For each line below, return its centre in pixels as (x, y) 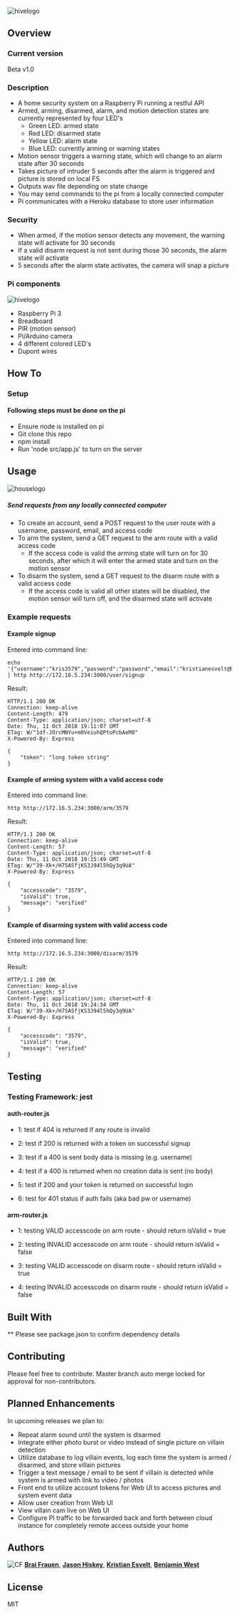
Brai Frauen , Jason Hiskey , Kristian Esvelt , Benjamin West (112, 1565)
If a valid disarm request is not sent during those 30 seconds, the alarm (122, 250)
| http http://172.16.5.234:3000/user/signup (76, 675)
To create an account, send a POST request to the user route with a (116, 522)
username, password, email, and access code (85, 530)
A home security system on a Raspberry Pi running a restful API (111, 102)
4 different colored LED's (54, 343)
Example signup (32, 634)
